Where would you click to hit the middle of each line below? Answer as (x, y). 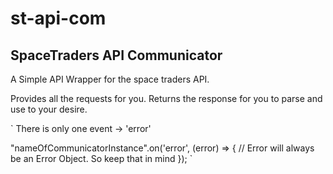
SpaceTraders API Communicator (116, 55)
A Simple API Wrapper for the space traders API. (110, 79)
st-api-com (58, 18)
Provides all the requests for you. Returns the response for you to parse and (166, 98)
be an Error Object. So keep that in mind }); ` (101, 158)
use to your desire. (49, 109)
